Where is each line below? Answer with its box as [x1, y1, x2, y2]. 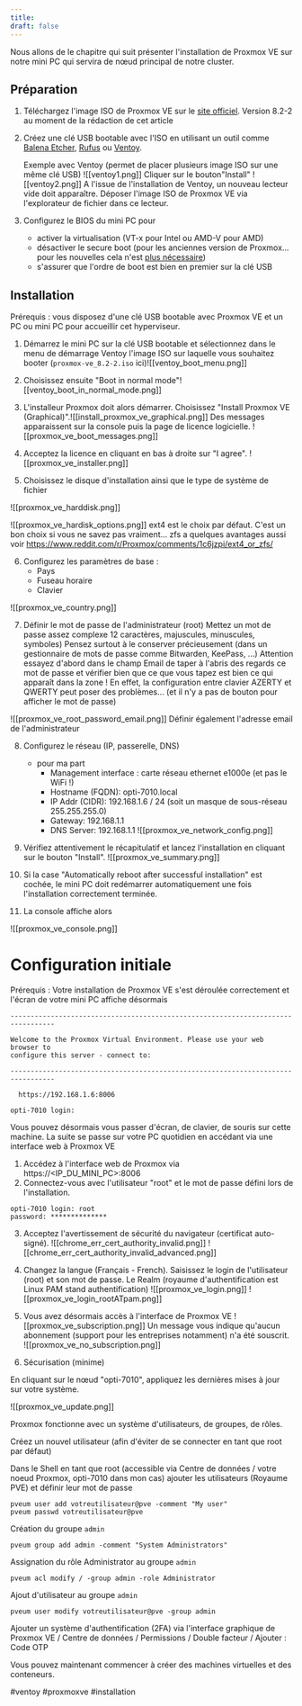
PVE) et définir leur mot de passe [10, 1482, 133, 1494]
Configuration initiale [10, 955, 172, 975]
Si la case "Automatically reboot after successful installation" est [22, 869, 263, 880]
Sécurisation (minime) [22, 1357, 105, 1368]
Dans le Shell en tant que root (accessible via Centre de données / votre [10, 1463, 277, 1474]
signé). [22, 1238, 49, 1249]
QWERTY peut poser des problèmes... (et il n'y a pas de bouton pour [22, 687, 278, 697]
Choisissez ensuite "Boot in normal [22, 375, 154, 386]
